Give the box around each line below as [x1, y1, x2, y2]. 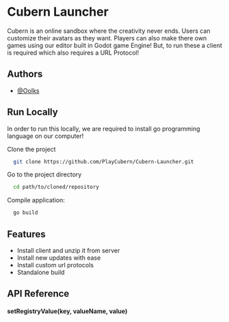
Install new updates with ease [16, 254, 101, 262]
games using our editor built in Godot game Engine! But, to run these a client [7, 41, 222, 49]
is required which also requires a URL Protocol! [7, 49, 139, 57]
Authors [7, 68, 43, 80]
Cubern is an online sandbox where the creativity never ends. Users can [7, 27, 211, 35]
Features [7, 228, 46, 240]
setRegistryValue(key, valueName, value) [7, 307, 128, 315]
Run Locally [7, 107, 58, 118]
